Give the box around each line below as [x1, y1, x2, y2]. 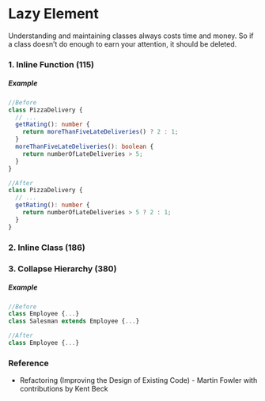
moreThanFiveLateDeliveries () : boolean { [15, 143, 154, 151]
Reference [8, 357, 49, 369]
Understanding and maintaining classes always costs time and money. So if [8, 31, 254, 40]
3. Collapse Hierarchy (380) [8, 263, 117, 274]
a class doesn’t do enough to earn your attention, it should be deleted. [8, 39, 237, 48]
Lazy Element [8, 5, 99, 23]
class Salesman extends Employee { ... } [8, 317, 140, 325]
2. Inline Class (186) [8, 242, 85, 253]
